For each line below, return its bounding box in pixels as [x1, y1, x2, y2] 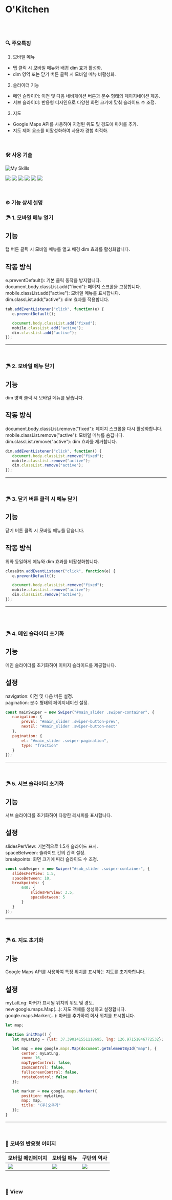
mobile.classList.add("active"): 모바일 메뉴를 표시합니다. [5, 290, 120, 296]
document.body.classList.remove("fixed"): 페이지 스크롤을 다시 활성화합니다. [5, 425, 163, 432]
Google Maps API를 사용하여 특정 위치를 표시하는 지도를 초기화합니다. [5, 969, 146, 975]
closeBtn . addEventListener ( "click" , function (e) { [5, 568, 116, 574]
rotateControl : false [21, 1074, 68, 1080]
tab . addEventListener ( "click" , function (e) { [5, 307, 104, 312]
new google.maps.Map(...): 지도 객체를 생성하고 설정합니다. [5, 1006, 126, 1012]
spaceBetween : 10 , [12, 875, 52, 881]
